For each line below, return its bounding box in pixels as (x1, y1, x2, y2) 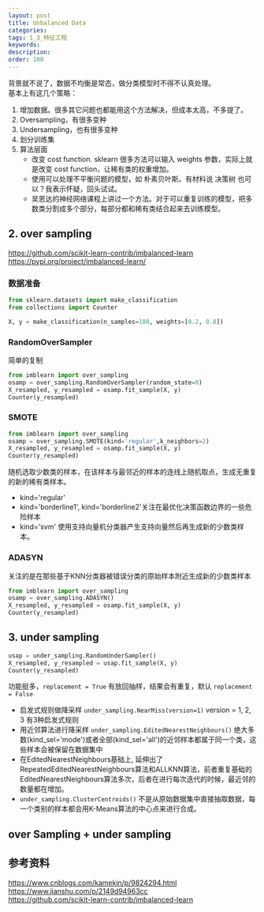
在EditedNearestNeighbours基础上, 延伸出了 (19, 755, 164, 764)
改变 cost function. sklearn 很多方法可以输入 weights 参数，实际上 (31, 154, 246, 164)
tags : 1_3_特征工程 (8, 33, 68, 42)
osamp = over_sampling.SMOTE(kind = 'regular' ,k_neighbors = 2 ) (8, 437, 210, 445)
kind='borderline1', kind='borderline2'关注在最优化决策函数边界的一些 (19, 503, 246, 512)
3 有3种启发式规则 (19, 715, 80, 725)
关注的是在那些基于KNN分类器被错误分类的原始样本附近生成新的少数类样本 (8, 571, 251, 581)
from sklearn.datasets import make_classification (8, 296, 178, 304)
